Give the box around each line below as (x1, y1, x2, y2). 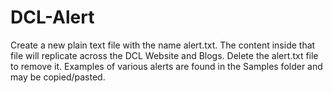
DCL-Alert (10, 6, 95, 29)
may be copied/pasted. (10, 71, 106, 83)
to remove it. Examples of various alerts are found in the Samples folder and (10, 60, 323, 72)
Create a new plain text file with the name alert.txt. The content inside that (10, 39, 316, 51)
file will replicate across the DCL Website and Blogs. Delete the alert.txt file (10, 49, 319, 61)
